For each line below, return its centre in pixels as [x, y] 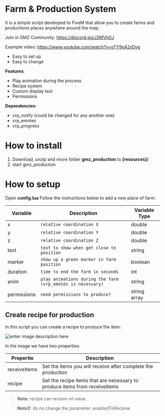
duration [17, 272]
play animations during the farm [80, 279]
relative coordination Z [69, 240]
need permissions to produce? [76, 294]
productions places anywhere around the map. [52, 28]
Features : [15, 71]
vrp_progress [26, 126]
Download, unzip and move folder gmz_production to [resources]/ [80, 159]
